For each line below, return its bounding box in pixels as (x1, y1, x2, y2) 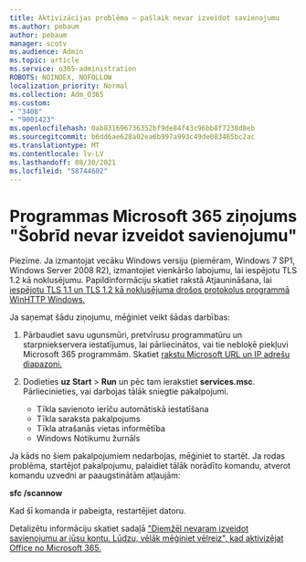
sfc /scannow (9, 488, 63, 499)
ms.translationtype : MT (9, 141, 100, 150)
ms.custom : (9, 98, 51, 108)
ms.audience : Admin (9, 48, 84, 57)
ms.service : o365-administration (9, 65, 137, 74)
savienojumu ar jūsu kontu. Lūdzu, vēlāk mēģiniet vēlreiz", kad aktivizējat (9, 533, 284, 544)
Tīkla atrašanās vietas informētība (36, 423, 166, 434)
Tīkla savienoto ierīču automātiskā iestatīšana (36, 404, 209, 415)
